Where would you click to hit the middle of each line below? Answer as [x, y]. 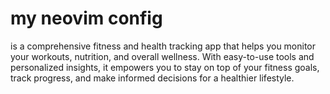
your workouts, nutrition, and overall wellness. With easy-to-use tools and [162, 56]
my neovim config [86, 18]
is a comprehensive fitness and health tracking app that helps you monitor [163, 46]
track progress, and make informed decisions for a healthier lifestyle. [152, 78]
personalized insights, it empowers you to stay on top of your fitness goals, [165, 67]
